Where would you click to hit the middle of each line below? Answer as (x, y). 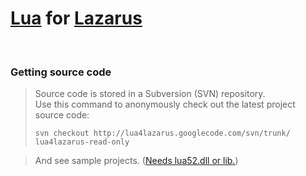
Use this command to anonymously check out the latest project (165, 104)
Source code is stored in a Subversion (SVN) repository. (150, 94)
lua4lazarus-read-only (82, 142)
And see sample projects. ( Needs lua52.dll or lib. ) (136, 161)
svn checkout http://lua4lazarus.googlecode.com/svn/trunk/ (162, 133)
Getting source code (61, 72)
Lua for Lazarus (76, 18)
